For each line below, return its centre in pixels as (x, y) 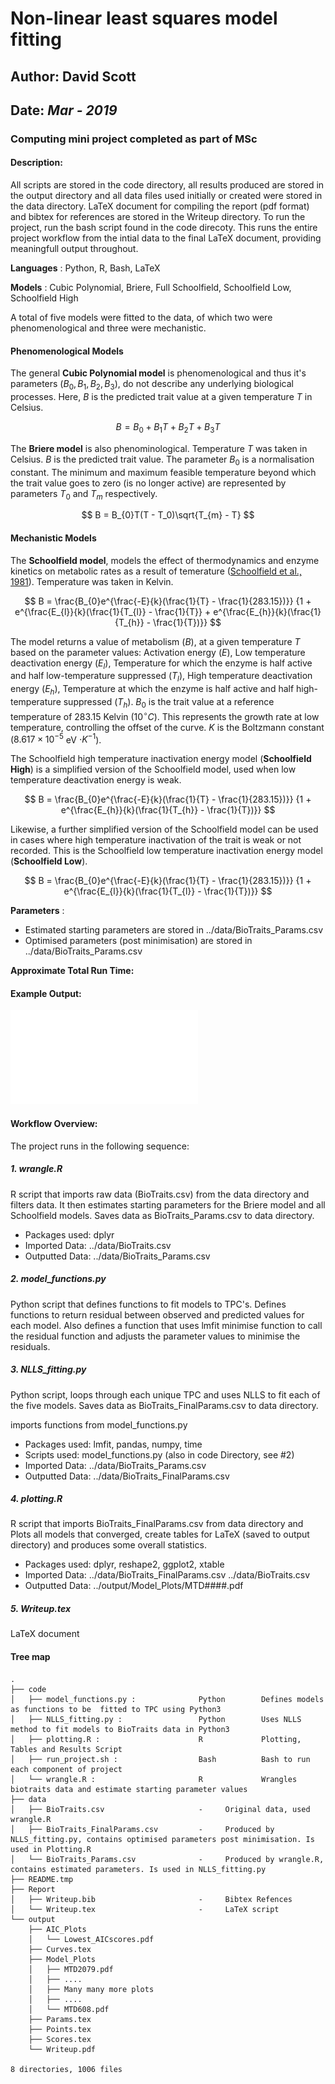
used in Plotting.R (51, 1849)
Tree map (30, 1657)
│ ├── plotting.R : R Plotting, (156, 1739)
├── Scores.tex (60, 2039)
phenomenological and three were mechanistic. (108, 328)
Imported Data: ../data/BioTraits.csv (98, 1245)
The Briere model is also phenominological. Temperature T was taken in (159, 448)
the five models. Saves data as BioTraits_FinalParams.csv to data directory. (164, 1405)
